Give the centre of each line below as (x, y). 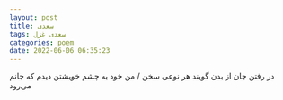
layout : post (34, 17)
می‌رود (20, 86)
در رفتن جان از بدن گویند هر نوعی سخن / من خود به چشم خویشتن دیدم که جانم (142, 76)
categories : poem (42, 42)
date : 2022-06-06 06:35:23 (60, 51)
